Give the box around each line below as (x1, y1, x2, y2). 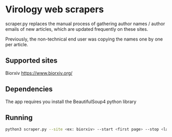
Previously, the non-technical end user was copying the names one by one (5, 36, 163, 42)
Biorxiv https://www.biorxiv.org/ (5, 70, 73, 76)
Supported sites (5, 56, 58, 65)
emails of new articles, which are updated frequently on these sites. (5, 26, 148, 32)
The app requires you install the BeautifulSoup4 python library (5, 99, 137, 105)
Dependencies (5, 85, 53, 93)
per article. (5, 41, 28, 47)
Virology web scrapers (5, 4, 104, 15)
